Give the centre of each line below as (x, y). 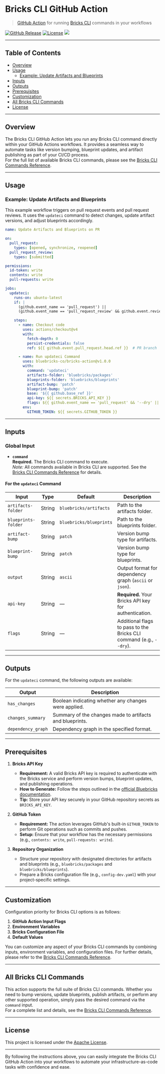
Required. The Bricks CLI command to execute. (60, 462)
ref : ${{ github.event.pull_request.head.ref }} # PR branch (92, 348)
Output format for (137, 568)
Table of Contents (33, 53)
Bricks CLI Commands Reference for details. (57, 472)
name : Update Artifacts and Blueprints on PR (52, 230)
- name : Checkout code (41, 325)
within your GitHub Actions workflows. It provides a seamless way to (74, 144)
